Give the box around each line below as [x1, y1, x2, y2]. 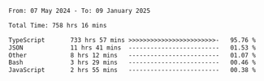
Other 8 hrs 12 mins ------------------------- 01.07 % [8, 51, 256, 59]
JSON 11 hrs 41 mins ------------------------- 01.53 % [8, 44, 256, 52]
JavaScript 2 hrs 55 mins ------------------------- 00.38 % [8, 66, 256, 75]
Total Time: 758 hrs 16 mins [8, 21, 107, 29]
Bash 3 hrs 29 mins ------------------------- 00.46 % [8, 58, 256, 67]
